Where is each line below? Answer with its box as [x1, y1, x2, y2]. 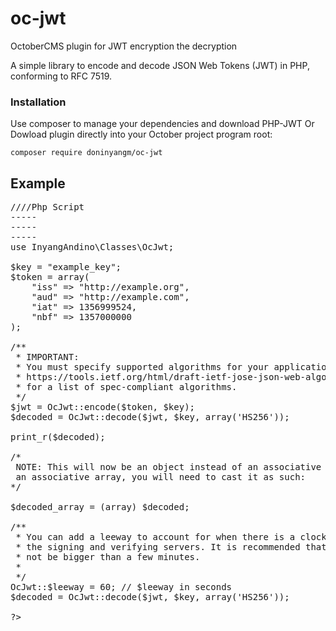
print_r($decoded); [10, 432, 106, 443]
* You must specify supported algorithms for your [15, 362, 270, 373]
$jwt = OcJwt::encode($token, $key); [10, 402, 196, 413]
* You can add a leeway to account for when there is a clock [15, 532, 327, 543]
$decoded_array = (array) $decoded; [10, 502, 190, 513]
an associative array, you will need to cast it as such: [15, 472, 307, 483]
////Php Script [10, 202, 85, 213]
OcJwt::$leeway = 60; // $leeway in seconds [10, 582, 233, 593]
